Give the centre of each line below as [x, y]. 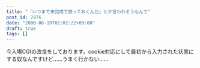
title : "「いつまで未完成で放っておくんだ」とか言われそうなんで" [78, 12]
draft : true [21, 28]
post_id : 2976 [24, 17]
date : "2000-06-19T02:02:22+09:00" [51, 23]
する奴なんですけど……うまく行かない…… [57, 59]
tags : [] [17, 34]
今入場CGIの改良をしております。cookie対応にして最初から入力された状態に [100, 52]
